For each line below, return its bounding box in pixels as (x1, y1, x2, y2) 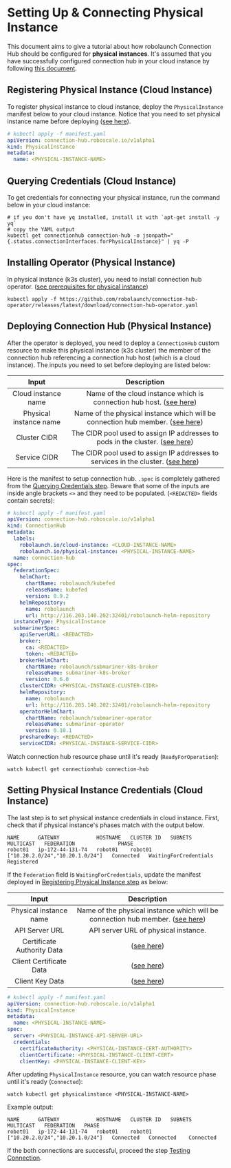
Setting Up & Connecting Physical (7, 5, 204, 21)
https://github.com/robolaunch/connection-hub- (59, 295, 198, 302)
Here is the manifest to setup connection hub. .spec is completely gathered (7, 474, 220, 483)
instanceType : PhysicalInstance (13, 618, 107, 625)
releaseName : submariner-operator (25, 721, 125, 728)
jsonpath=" (142, 232, 174, 239)
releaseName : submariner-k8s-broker (25, 669, 131, 676)
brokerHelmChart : (19, 656, 69, 664)
